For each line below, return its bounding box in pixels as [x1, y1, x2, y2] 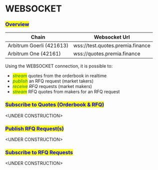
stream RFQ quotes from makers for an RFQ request [12, 88, 120, 95]
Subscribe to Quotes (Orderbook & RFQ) [5, 101, 104, 108]
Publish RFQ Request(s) [5, 125, 64, 132]
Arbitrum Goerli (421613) [7, 42, 68, 49]
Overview [5, 21, 29, 28]
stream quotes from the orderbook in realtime [12, 73, 107, 79]
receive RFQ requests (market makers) [12, 83, 92, 89]
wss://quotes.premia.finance [73, 50, 140, 57]
